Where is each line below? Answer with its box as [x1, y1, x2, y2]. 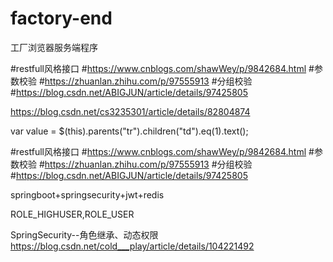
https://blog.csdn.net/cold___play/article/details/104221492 [10, 240, 255, 252]
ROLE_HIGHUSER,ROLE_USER [10, 208, 135, 220]
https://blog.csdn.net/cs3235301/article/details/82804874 [10, 105, 251, 117]
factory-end [10, 7, 113, 30]
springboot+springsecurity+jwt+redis [10, 188, 165, 201]
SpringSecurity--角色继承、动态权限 [10, 228, 159, 241]
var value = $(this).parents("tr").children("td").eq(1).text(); [10, 125, 249, 137]
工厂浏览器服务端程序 [10, 41, 98, 53]
